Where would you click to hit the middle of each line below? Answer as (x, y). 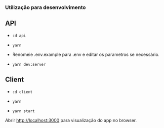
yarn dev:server (29, 64)
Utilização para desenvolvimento (46, 7)
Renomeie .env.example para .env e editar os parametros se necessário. (86, 54)
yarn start (23, 111)
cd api (19, 36)
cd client (22, 92)
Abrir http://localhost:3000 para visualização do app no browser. (71, 120)
